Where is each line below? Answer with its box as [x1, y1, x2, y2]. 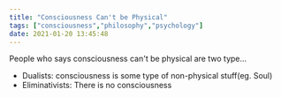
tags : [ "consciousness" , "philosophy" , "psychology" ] [9, 21, 203, 30]
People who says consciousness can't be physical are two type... [9, 54, 247, 64]
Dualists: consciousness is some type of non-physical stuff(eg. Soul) [21, 71, 273, 81]
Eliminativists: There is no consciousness [21, 80, 172, 91]
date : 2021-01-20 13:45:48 [9, 29, 109, 38]
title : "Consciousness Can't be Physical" [9, 12, 168, 22]
